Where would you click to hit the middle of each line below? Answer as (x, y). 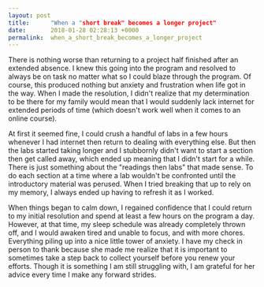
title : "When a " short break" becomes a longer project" (112, 23)
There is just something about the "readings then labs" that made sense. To (131, 167)
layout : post (30, 15)
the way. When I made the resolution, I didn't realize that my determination (129, 93)
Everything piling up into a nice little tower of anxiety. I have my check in (125, 241)
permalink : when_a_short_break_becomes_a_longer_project (105, 37)
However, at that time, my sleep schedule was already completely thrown (127, 225)
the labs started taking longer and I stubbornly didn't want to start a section (131, 151)
